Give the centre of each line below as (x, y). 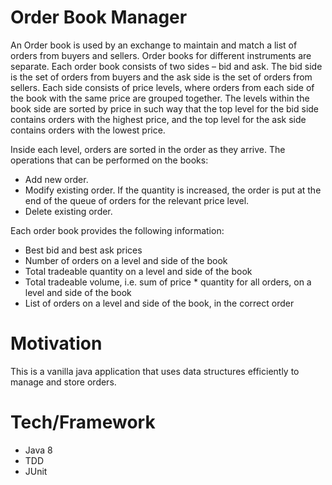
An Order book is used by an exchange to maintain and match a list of (154, 45)
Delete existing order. (68, 211)
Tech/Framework (83, 422)
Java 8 (38, 450)
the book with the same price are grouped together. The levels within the (160, 98)
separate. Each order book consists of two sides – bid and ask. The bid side (166, 66)
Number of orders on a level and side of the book (126, 260)
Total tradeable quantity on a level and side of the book (138, 271)
